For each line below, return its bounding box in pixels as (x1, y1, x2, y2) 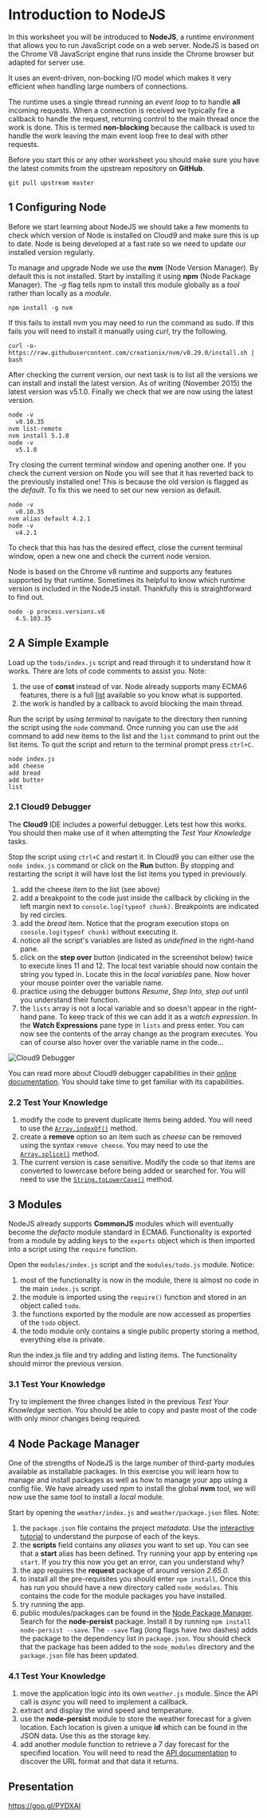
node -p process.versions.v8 (8, 608, 105, 616)
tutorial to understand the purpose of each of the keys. (19, 1532, 201, 1541)
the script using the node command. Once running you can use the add (8, 722, 239, 732)
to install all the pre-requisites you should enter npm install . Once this (19, 1574, 251, 1584)
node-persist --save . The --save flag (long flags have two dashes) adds (19, 1625, 258, 1635)
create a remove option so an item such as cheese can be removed (19, 1132, 241, 1142)
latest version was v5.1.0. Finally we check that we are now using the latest (8, 386, 253, 397)
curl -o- (8, 341, 37, 349)
